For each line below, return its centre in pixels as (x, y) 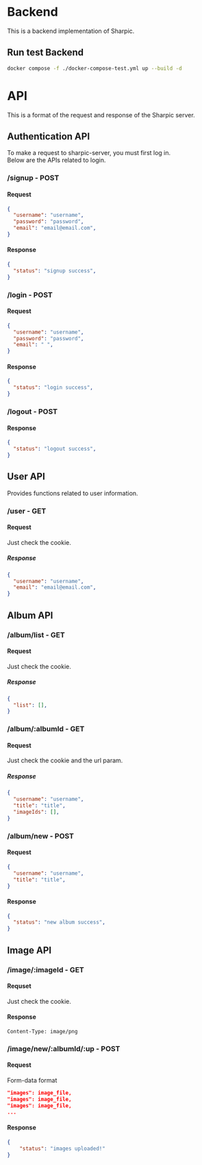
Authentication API (49, 136)
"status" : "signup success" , (55, 271)
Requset (20, 986)
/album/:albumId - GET (46, 729)
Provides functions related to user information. (73, 493)
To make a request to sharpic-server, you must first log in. (89, 153)
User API (26, 476)
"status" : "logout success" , (55, 449)
